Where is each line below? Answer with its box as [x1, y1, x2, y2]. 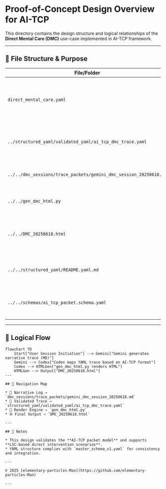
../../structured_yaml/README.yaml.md [7, 267, 99, 273]
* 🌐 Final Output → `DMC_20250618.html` [5, 412, 90, 417]
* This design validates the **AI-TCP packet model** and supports [5, 438, 147, 442]
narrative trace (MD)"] [5, 355, 54, 360]
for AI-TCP [5, 14, 49, 25]
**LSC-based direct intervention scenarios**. [5, 442, 103, 447]
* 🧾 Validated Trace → [5, 398, 52, 404]
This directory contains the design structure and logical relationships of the [5, 30, 158, 36]
